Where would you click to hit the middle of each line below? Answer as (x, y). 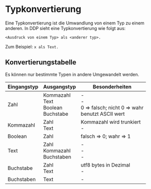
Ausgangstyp (59, 87)
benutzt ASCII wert (103, 114)
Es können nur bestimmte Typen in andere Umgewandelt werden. (72, 74)
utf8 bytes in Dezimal (106, 165)
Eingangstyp (23, 87)
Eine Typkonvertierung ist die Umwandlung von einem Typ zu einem (75, 23)
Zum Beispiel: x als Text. (32, 46)
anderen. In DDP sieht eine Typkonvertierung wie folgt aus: (65, 28)
